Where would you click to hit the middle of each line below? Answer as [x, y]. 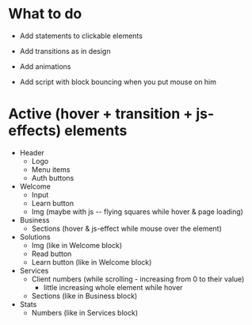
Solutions [35, 237]
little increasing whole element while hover [113, 287]
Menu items [51, 169]
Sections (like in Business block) [84, 296]
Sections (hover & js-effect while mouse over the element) [126, 228]
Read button [52, 254]
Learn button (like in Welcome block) [92, 262]
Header [32, 152]
